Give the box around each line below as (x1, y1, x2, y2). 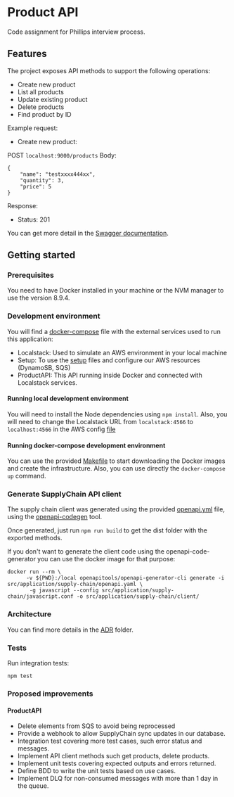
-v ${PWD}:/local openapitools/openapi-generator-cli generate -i (25, 575, 225, 582)
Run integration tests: (7, 659, 69, 668)
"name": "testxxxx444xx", (20, 170, 96, 178)
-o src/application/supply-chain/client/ (76, 593, 200, 600)
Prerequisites (7, 270, 54, 280)
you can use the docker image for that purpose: (37, 555, 176, 563)
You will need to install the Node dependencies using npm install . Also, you (7, 409, 228, 419)
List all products (17, 87, 65, 96)
